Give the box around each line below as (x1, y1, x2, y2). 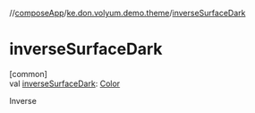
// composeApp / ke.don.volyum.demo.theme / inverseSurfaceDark (9, 8, 246, 18)
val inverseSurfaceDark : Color (9, 78, 121, 89)
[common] (9, 68, 47, 79)
